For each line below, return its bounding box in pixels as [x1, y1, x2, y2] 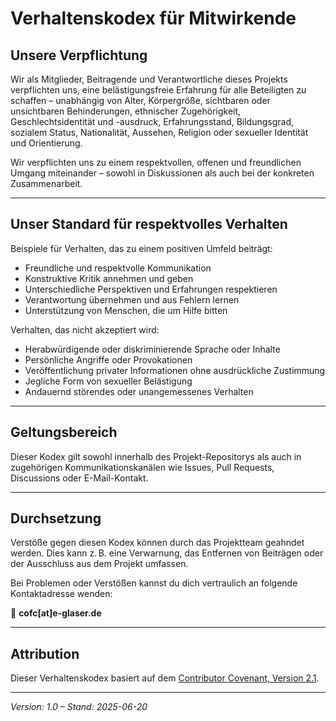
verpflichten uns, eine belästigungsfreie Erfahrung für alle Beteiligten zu [10, 84, 307, 96]
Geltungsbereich [10, 424, 118, 441]
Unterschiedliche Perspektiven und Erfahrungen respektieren [24, 283, 278, 295]
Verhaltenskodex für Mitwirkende [10, 7, 297, 30]
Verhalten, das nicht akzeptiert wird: [10, 323, 160, 336]
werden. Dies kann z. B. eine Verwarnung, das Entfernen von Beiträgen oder [10, 547, 324, 559]
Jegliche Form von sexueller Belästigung [24, 375, 193, 387]
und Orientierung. [10, 137, 83, 149]
